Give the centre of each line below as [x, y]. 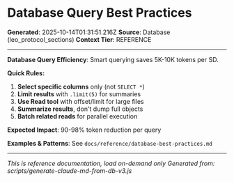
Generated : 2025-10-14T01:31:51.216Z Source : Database [89, 32]
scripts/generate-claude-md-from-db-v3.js [70, 170]
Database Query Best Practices [100, 13]
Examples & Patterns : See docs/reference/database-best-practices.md [110, 143]
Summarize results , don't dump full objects [80, 109]
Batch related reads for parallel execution [77, 116]
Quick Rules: [26, 73]
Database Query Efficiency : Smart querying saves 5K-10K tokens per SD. [113, 59]
